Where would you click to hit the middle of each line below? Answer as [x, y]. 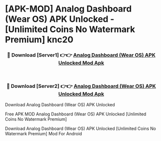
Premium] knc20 [39, 40]
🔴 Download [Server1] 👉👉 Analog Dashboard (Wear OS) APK [81, 55]
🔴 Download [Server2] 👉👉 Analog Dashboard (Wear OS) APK [81, 86]
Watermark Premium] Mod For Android [44, 133]
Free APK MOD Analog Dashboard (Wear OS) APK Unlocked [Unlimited [76, 114]
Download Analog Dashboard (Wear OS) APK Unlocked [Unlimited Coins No [80, 128]
